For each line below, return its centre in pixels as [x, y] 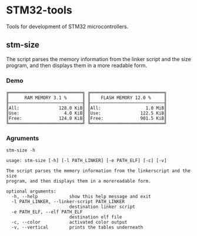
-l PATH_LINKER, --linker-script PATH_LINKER [68, 202]
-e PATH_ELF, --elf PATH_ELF [47, 212]
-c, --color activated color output [69, 222]
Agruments [23, 138]
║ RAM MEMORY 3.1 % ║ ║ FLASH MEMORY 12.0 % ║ [86, 98]
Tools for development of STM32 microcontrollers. [67, 26]
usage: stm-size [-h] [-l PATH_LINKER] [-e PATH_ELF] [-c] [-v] [86, 161]
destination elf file [96, 217]
